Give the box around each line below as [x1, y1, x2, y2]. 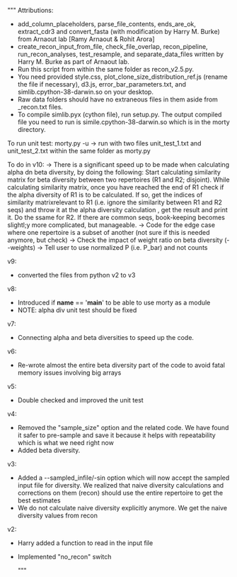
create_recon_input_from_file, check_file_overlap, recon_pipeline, [17, 43, 208, 50]
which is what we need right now [17, 439, 115, 446]
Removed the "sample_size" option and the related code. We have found [17, 424, 229, 432]
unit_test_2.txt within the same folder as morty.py [7, 147, 151, 155]
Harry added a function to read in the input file [17, 539, 154, 547]
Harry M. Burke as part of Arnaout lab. [17, 57, 129, 66]
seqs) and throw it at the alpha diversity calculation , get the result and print [7, 206, 228, 214]
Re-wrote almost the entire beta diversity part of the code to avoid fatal [17, 361, 225, 369]
